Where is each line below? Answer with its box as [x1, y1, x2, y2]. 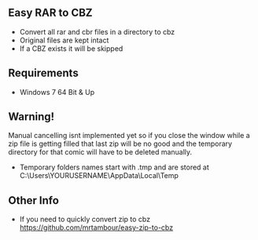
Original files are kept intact [19, 35, 109, 45]
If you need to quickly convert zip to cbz [19, 215, 151, 224]
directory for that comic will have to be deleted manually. [8, 147, 193, 157]
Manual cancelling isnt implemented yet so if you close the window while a [8, 131, 250, 140]
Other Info [8, 194, 59, 207]
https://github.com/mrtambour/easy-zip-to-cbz [19, 223, 174, 232]
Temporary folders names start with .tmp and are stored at [19, 162, 210, 172]
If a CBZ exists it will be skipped [19, 43, 123, 53]
